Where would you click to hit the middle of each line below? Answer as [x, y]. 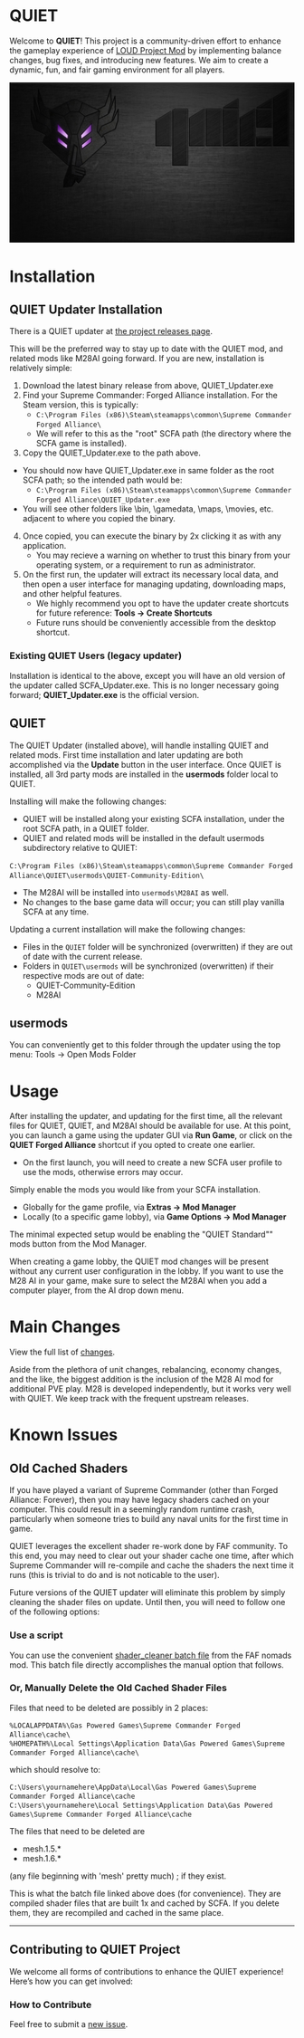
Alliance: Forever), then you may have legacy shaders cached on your [139, 1500]
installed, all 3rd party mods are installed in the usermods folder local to [144, 774]
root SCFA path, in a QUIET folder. [85, 828]
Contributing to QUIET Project [95, 1950]
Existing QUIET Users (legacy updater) [96, 655]
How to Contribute [51, 2005]
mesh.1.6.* [42, 1858]
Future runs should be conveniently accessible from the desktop [156, 623]
